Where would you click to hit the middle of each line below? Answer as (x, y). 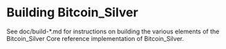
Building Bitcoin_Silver (73, 13)
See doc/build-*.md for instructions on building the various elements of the (113, 31)
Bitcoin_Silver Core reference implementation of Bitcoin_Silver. (95, 38)
